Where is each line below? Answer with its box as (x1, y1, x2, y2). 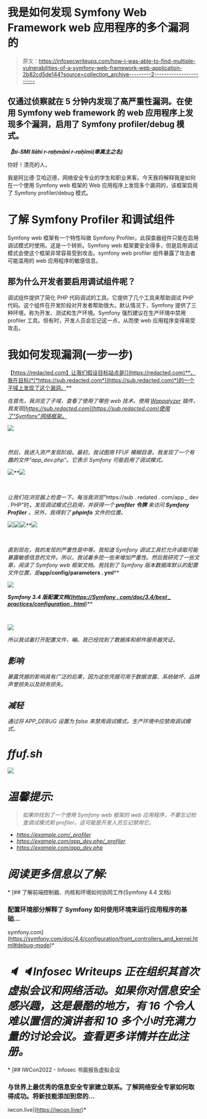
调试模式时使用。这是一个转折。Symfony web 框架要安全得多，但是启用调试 (7, 241, 198, 249)
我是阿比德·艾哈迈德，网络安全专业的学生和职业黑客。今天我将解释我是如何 (7, 174, 196, 181)
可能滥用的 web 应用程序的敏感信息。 (7, 257, 102, 264)
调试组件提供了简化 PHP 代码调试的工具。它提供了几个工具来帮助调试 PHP (7, 294, 194, 301)
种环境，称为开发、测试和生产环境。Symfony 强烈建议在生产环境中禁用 (7, 309, 186, 316)
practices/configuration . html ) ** (7, 600, 93, 608)
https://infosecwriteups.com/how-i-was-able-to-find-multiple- (38, 57, 196, 65)
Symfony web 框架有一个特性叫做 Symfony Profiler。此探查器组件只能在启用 (7, 234, 199, 241)
